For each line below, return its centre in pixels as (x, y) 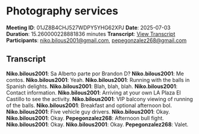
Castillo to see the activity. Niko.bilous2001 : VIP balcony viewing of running (100, 99)
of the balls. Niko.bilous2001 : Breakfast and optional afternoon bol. (89, 105)
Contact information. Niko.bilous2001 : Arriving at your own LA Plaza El (94, 92)
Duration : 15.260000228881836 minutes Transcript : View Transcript (91, 33)
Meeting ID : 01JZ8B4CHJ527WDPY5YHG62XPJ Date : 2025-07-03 (88, 28)
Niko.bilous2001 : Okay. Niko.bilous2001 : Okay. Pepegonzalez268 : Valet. (97, 124)
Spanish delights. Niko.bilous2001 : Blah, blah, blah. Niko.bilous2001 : (92, 86)
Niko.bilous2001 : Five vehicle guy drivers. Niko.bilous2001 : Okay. (88, 111)
